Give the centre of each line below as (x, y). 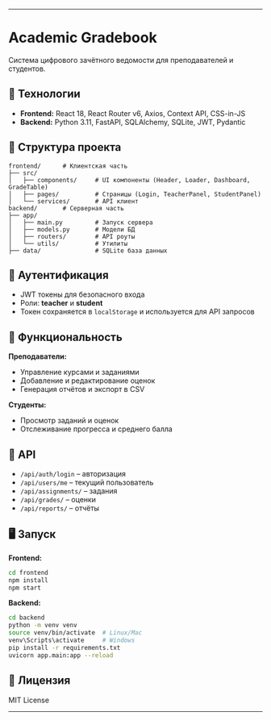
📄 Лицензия (40, 681)
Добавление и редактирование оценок (88, 381)
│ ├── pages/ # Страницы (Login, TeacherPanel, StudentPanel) (135, 194)
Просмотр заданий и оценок (69, 421)
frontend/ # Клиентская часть (68, 166)
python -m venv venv (43, 626)
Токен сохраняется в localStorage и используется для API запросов (138, 312)
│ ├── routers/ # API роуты (72, 236)
